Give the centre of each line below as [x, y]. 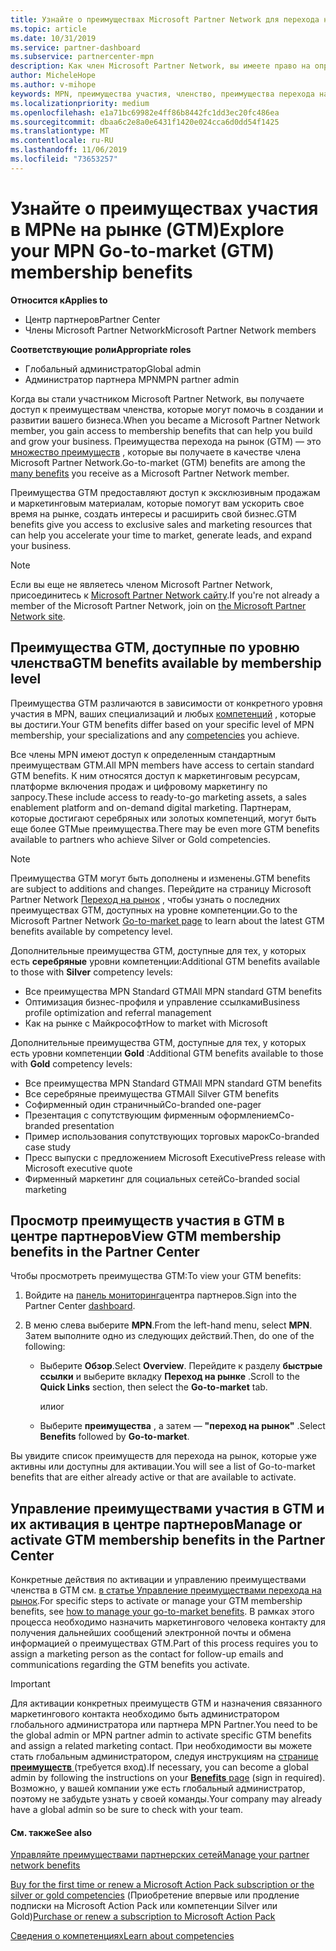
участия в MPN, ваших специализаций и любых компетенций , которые [163, 713]
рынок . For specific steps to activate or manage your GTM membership [156, 1601]
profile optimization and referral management [118, 1012]
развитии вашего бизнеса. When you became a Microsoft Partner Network [165, 420]
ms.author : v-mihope [53, 85]
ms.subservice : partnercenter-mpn [82, 57]
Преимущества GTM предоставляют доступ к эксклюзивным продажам [165, 492]
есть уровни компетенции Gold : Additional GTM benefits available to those [167, 1053]
